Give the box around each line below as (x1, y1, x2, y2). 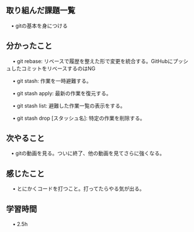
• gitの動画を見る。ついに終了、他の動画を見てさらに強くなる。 (11, 150, 165, 157)
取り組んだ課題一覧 (6, 5, 75, 16)
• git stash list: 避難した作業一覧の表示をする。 (12, 102, 126, 109)
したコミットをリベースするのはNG (11, 65, 96, 72)
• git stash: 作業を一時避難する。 (12, 77, 92, 84)
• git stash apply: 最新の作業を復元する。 (12, 89, 112, 96)
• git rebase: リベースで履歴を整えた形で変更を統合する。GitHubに (12, 57, 174, 64)
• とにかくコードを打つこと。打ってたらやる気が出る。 (12, 185, 145, 192)
